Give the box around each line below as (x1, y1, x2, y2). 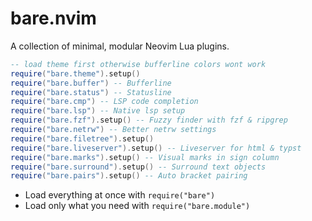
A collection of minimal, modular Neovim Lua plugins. (10, 40, 230, 52)
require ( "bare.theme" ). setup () (10, 68, 141, 79)
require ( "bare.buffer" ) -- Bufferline (10, 78, 172, 88)
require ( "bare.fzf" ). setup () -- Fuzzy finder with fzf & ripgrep (10, 115, 288, 126)
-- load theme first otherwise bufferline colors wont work (10, 59, 267, 69)
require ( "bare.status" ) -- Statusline (10, 87, 172, 97)
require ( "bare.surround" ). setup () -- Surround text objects (10, 162, 267, 172)
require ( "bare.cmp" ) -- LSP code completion (10, 97, 199, 107)
